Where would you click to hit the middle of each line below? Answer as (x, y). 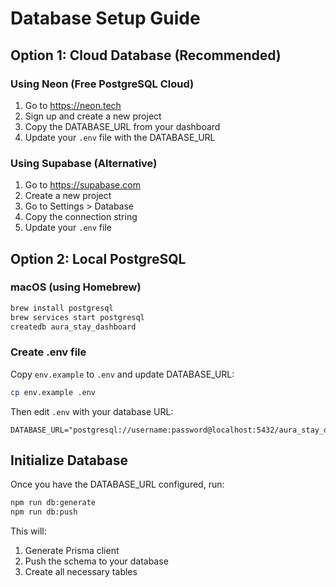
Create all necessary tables (81, 572)
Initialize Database (69, 460)
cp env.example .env (53, 392)
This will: (28, 531)
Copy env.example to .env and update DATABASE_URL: (122, 374)
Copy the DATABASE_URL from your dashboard (122, 126)
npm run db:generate (53, 503)
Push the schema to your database (96, 561)
